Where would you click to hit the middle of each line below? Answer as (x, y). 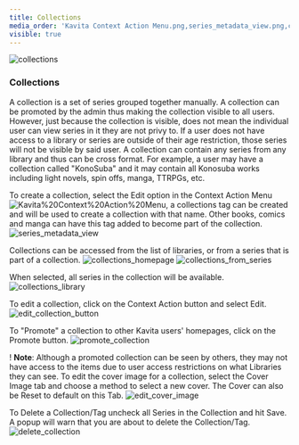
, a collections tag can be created (227, 204)
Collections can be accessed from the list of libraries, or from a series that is (149, 250)
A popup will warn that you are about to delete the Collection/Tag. (130, 422)
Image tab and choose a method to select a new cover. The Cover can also (146, 385)
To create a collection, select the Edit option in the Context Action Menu (141, 195)
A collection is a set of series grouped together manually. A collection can (145, 102)
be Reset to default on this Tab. (67, 395)
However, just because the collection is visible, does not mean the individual (149, 120)
